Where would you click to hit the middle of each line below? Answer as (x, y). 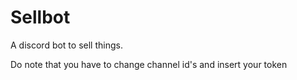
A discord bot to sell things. (66, 45)
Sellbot (40, 17)
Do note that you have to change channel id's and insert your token (149, 64)
